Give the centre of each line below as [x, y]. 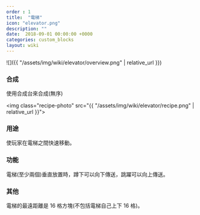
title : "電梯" [24, 17]
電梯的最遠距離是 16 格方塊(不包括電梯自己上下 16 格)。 [75, 206]
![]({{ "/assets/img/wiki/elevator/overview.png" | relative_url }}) [84, 62]
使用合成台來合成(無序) [35, 93]
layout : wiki [23, 46]
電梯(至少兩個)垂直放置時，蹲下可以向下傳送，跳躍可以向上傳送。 [87, 174]
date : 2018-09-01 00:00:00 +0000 [50, 34]
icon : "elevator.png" [33, 23]
